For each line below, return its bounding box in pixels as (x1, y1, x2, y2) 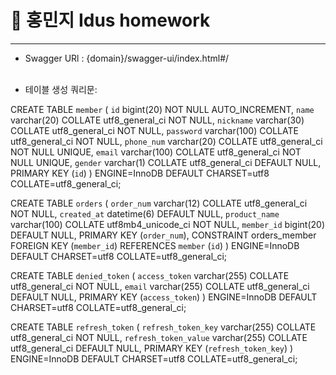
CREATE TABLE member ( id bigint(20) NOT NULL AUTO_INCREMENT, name (10, 103, 315, 115)
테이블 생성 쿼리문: (24, 83, 98, 95)
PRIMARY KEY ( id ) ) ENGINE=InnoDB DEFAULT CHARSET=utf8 (10, 167, 270, 179)
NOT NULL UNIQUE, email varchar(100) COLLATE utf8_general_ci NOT (10, 146, 302, 158)
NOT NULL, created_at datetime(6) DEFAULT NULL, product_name (10, 207, 280, 220)
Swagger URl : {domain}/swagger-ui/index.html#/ (24, 52, 230, 64)
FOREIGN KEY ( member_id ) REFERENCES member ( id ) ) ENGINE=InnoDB (10, 239, 300, 251)
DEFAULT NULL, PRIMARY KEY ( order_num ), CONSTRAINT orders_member (10, 229, 317, 241)
